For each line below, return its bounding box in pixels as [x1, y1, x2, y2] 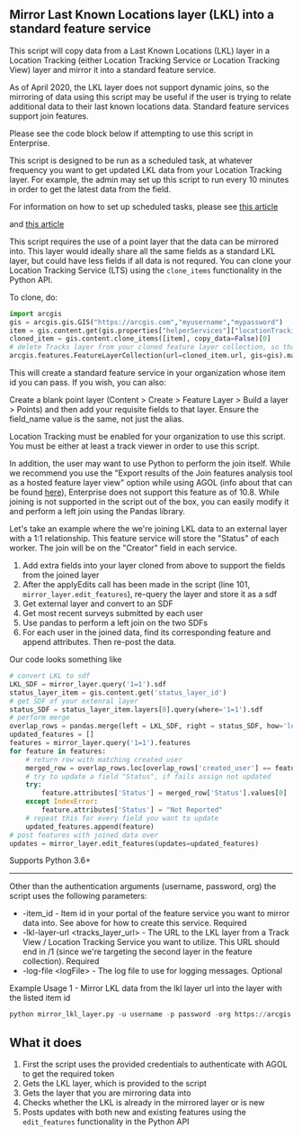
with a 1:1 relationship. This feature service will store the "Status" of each [9, 533, 280, 544]
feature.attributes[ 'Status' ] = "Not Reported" [41, 805, 223, 814]
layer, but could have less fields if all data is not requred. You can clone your [9, 255, 292, 266]
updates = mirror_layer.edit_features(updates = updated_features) [9, 839, 259, 848]
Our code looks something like [9, 654, 123, 665]
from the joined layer [22, 569, 100, 580]
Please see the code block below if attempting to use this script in [9, 128, 253, 139]
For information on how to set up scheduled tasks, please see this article [9, 201, 279, 212]
